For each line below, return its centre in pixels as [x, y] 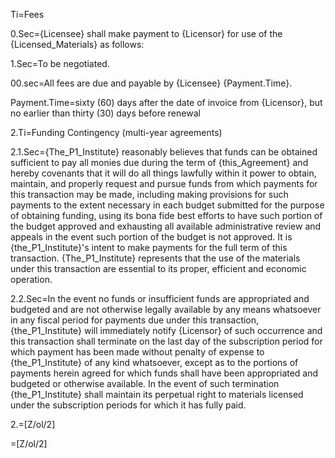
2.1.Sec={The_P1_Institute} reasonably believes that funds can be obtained [164, 152]
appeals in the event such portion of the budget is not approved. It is [151, 237]
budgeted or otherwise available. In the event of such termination [145, 383]
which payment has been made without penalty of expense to [137, 352]
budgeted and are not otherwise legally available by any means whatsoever [166, 309]
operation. [31, 279]
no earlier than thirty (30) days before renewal [105, 113]
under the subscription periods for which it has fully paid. [128, 405]
